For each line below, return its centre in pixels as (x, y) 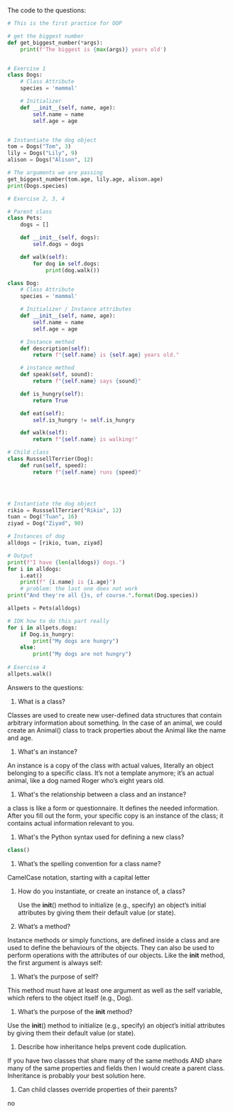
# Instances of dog (36, 536)
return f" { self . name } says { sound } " (87, 381)
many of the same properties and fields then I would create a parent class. (116, 1068)
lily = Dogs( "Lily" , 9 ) (43, 153)
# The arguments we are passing (55, 173)
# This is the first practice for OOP (65, 23)
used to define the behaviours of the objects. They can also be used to (111, 947)
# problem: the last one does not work (79, 589)
